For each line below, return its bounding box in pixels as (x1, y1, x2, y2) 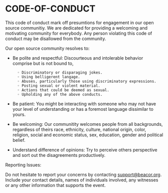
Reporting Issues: (5, 161, 42, 168)
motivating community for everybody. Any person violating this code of (5, 30, 152, 36)
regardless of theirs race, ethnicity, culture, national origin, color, (12, 126, 146, 132)
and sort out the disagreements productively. (12, 152, 106, 158)
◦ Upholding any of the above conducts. (17, 92, 103, 97)
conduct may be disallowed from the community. (5, 36, 106, 42)
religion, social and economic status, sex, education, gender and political (12, 131, 163, 138)
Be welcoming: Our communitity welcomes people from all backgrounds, (12, 121, 163, 127)
